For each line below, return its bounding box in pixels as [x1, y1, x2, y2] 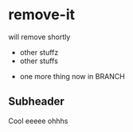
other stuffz [19, 47, 59, 57]
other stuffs [19, 56, 58, 66]
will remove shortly [8, 32, 71, 42]
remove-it [8, 6, 76, 24]
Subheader [8, 94, 65, 109]
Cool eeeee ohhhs [8, 116, 68, 126]
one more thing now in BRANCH [19, 71, 125, 81]
